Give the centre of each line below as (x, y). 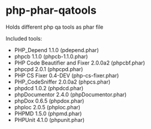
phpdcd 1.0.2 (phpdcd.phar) (49, 88)
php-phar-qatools (51, 10)
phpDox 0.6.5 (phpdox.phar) (49, 101)
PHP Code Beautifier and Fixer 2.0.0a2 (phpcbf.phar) (79, 63)
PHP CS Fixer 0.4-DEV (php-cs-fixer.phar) (67, 75)
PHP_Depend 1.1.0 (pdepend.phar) (57, 50)
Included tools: (24, 38)
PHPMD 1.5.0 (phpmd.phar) (48, 113)
